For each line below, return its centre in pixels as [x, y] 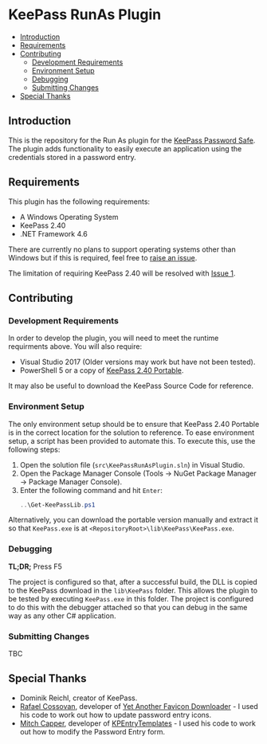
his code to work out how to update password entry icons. [116, 715]
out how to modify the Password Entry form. [92, 731]
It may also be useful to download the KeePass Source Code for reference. [131, 386]
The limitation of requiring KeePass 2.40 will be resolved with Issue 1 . [122, 273]
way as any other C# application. [62, 616]
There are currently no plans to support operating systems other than [122, 249]
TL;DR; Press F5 [35, 566]
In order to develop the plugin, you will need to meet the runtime [114, 338]
